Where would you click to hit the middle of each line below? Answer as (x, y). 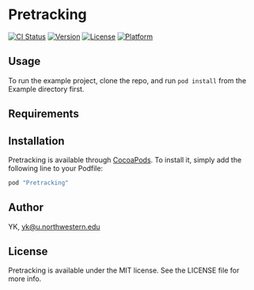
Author (26, 208)
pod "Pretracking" (38, 183)
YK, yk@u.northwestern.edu (54, 227)
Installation (36, 141)
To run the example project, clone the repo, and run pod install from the (127, 80)
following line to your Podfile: (56, 168)
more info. (25, 279)
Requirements (44, 114)
